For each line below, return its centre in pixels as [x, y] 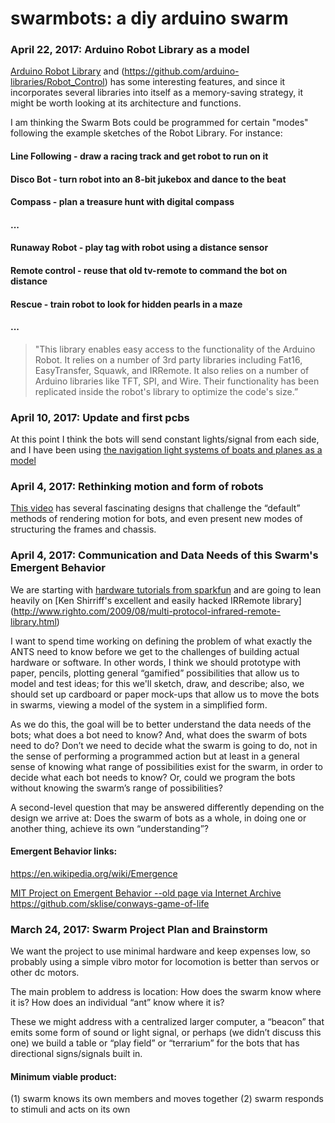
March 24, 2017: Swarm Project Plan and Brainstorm [139, 929]
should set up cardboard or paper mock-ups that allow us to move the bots [165, 694]
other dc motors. [45, 973]
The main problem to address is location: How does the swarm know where [166, 992]
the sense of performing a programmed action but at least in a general [155, 756]
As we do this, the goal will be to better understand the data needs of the [161, 724]
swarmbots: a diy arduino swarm [149, 18]
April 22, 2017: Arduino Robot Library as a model [130, 50]
